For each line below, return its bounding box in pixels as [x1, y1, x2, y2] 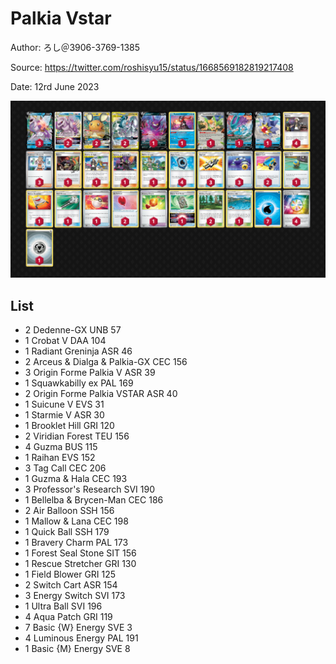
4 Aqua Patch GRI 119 [24, 611, 113, 623]
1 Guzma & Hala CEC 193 [24, 473, 128, 485]
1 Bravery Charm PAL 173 [24, 537, 129, 549]
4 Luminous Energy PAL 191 [24, 632, 139, 644]
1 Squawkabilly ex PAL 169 [24, 377, 134, 389]
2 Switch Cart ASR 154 [24, 579, 118, 591]
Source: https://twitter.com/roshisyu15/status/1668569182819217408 [10, 61, 294, 73]
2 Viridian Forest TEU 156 [24, 430, 130, 442]
